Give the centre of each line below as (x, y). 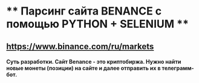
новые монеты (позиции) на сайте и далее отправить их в (84, 68)
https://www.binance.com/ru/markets (80, 46)
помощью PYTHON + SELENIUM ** (98, 24)
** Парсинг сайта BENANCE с (84, 11)
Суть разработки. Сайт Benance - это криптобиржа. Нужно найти (94, 62)
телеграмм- (178, 68)
